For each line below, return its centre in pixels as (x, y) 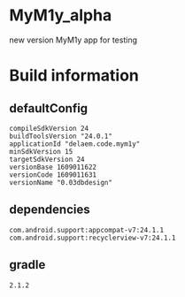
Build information (74, 76)
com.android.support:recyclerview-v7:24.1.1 (92, 238)
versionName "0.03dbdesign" (61, 182)
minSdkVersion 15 (41, 151)
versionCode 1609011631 (53, 175)
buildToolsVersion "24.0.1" (61, 136)
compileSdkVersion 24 (49, 128)
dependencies (50, 210)
